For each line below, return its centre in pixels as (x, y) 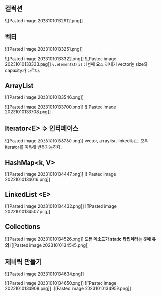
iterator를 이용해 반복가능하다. (33, 147)
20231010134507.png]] (28, 211)
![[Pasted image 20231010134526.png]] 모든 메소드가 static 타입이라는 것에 (78, 239)
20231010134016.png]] (28, 179)
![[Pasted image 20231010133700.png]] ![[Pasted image (60, 107)
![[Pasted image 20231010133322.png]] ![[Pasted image (61, 58)
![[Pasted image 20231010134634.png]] (44, 274)
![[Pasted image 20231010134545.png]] (49, 245)
